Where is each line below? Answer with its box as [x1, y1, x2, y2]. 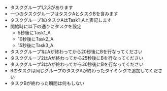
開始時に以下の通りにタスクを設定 [10, 23, 82, 29]
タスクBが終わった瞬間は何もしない [10, 80, 85, 86]
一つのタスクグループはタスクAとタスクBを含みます [10, 11, 118, 17]
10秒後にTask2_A [17, 36, 54, 42]
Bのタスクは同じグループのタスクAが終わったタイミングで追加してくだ [10, 68, 158, 73]
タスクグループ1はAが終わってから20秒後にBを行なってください [10, 49, 143, 55]
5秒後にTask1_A [17, 30, 51, 35]
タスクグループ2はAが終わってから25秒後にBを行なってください [10, 55, 144, 61]
